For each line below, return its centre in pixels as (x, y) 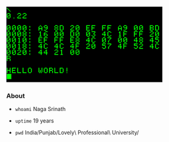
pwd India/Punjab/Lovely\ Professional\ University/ (77, 133)
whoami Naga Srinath (40, 109)
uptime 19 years (35, 121)
